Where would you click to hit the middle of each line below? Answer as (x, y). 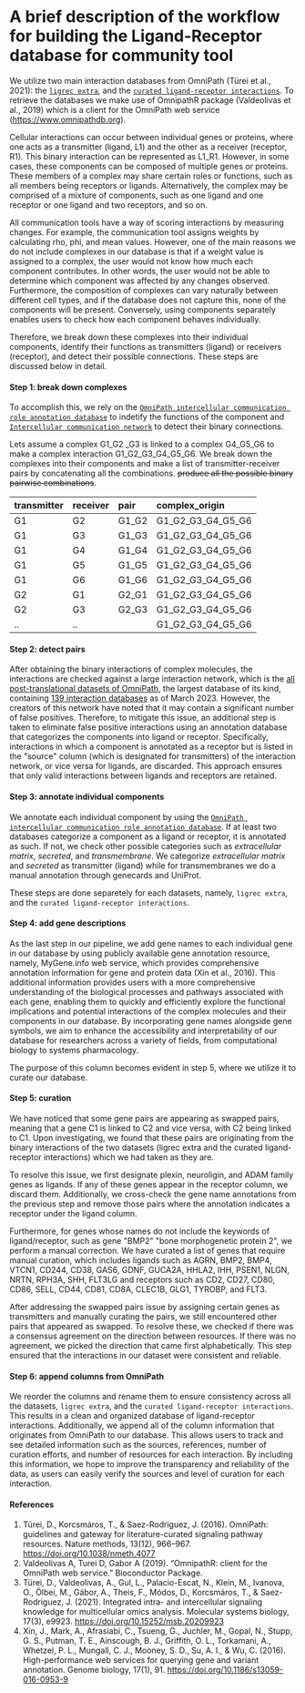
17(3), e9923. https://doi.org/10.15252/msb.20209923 (123, 1621)
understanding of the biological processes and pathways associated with (147, 991)
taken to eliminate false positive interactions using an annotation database (148, 727)
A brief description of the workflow (145, 17)
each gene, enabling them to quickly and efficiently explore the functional (147, 1001)
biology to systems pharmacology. (74, 1050)
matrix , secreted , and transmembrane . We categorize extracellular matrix (147, 856)
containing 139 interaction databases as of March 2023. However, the (140, 698)
